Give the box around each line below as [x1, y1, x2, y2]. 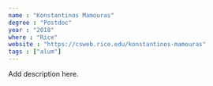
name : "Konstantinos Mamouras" [8, 11, 114, 20]
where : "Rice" [8, 33, 58, 41]
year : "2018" [8, 26, 55, 34]
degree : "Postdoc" [8, 19, 73, 27]
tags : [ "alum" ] [8, 48, 62, 56]
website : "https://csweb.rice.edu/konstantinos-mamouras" [8, 41, 207, 48]
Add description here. [8, 70, 79, 78]
